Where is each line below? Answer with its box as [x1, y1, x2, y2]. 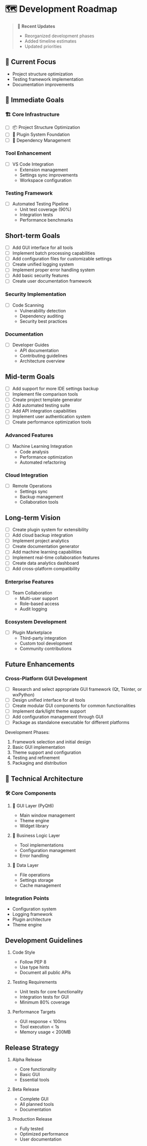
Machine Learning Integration [12, 443, 73, 449]
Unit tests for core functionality [19, 989, 83, 995]
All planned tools [19, 1101, 54, 1107]
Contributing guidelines [19, 353, 68, 359]
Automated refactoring [19, 459, 66, 465]
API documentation [19, 348, 59, 354]
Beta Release [12, 1086, 40, 1092]
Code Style [12, 950, 36, 956]
